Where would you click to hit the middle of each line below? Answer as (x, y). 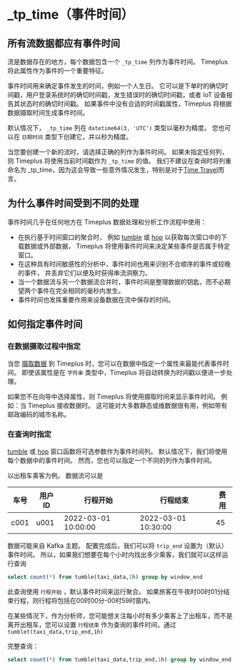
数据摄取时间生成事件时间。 (48, 112)
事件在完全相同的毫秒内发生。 (81, 291)
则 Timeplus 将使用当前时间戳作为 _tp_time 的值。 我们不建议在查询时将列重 (120, 161)
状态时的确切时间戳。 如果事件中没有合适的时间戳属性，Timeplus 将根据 (126, 104)
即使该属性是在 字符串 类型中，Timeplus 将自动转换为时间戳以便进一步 (124, 372)
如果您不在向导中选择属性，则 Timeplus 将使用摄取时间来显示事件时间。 (114, 396)
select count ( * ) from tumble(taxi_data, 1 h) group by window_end (105, 577)
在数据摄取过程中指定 (44, 346)
